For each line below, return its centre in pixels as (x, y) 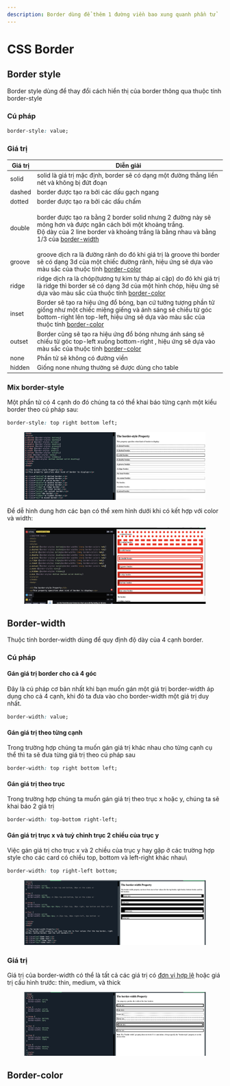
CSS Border (41, 49)
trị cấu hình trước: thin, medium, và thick (64, 983)
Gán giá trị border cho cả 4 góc (52, 674)
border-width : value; (38, 717)
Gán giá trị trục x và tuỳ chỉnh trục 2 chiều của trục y (83, 835)
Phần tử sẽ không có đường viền (82, 358)
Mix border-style (36, 387)
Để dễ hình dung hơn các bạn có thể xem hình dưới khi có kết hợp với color (113, 511)
